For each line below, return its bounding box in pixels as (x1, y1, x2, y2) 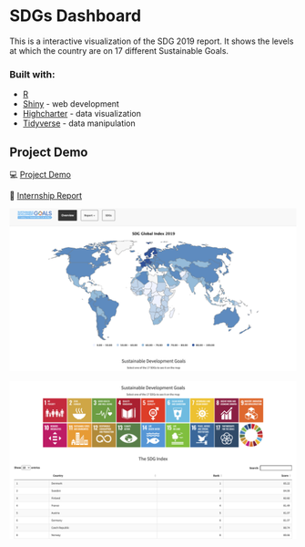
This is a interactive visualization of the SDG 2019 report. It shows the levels (9, 36, 294, 46)
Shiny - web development (22, 98, 120, 109)
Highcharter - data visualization (22, 108, 141, 119)
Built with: (9, 67, 56, 80)
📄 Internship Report (9, 191, 83, 201)
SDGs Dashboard (9, 5, 142, 26)
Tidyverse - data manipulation (22, 118, 137, 129)
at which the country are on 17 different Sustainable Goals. (9, 45, 229, 56)
